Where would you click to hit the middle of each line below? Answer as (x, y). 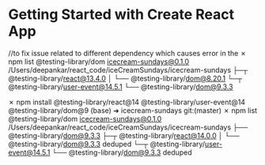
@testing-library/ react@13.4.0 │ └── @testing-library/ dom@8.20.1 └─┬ (125, 78)
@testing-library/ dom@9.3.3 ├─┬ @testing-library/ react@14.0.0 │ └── (124, 135)
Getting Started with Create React (121, 15)
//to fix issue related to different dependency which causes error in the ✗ (127, 53)
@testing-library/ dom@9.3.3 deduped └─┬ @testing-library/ (107, 144)
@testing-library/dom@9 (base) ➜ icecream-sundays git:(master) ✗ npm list (133, 110)
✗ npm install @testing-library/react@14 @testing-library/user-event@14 (127, 102)
